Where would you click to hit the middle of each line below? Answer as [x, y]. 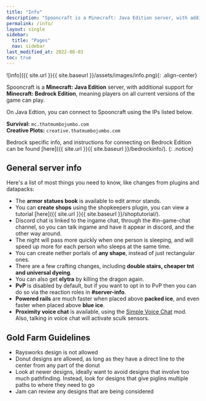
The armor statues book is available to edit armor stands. [88, 201]
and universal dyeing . [44, 273]
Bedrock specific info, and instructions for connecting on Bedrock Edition [99, 142]
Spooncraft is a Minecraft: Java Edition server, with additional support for [100, 87]
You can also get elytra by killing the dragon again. [79, 279]
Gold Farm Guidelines [48, 338]
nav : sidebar [29, 47]
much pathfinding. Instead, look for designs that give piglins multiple [102, 378]
